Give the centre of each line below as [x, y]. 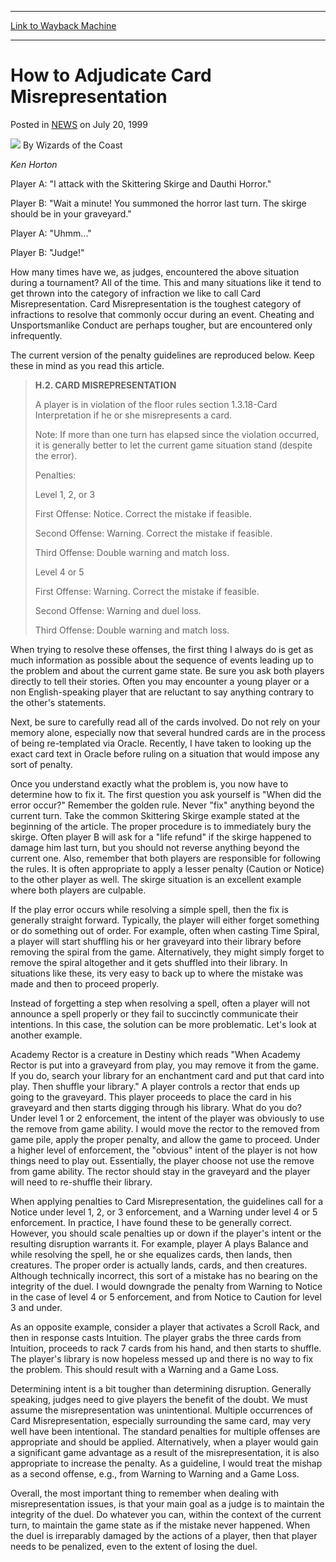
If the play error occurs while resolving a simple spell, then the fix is [149, 909]
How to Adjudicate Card [111, 75]
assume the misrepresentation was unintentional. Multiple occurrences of [162, 1410]
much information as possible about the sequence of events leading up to [162, 660]
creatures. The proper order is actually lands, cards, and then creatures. [159, 1265]
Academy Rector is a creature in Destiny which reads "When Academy [155, 1054]
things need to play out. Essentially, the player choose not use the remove [162, 1160]
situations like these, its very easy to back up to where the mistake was [157, 973]
